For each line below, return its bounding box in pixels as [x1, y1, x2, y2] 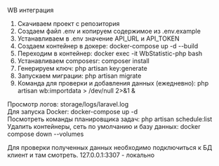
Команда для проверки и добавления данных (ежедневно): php [17, 79, 209, 87]
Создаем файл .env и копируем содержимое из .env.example [17, 27, 201, 35]
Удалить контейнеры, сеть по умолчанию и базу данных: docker [7, 123, 201, 130]
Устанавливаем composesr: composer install [17, 57, 150, 65]
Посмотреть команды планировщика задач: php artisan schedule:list [7, 115, 213, 123]
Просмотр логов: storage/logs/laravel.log [7, 100, 129, 108]
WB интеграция [7, 6, 54, 14]
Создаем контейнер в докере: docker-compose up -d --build [17, 42, 199, 50]
